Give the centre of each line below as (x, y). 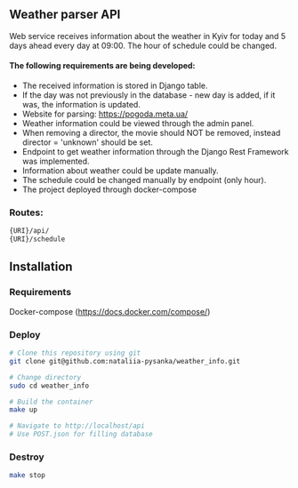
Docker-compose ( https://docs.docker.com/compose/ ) (110, 311)
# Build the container (51, 402)
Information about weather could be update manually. (121, 171)
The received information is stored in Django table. (115, 86)
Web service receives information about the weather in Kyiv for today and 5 (148, 36)
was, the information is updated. (81, 105)
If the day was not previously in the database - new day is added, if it (149, 95)
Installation (41, 267)
